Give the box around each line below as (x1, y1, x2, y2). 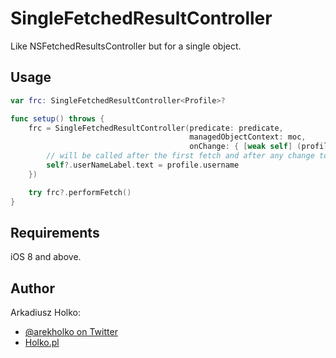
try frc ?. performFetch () (28, 187, 132, 197)
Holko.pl (24, 337, 60, 349)
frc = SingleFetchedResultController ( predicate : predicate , (28, 123, 284, 133)
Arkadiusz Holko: (10, 307, 81, 319)
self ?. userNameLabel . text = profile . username (46, 160, 240, 170)
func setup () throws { (10, 113, 105, 124)
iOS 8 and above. (10, 251, 82, 263)
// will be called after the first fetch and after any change (46, 151, 315, 161)
